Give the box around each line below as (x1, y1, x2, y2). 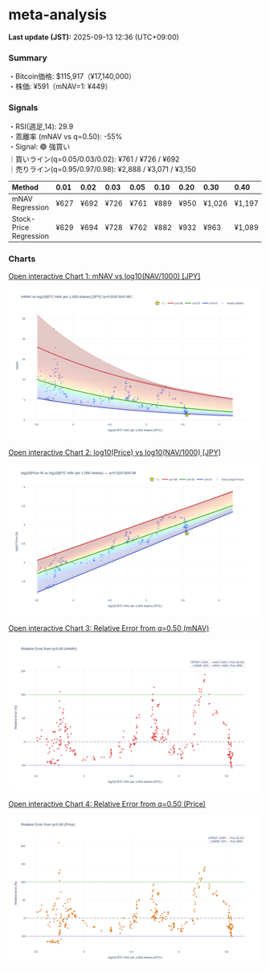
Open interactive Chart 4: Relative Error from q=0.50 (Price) (8, 799, 207, 808)
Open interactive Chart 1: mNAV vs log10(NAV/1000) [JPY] (8, 272, 201, 281)
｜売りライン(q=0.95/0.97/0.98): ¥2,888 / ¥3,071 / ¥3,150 (8, 164, 197, 174)
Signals (8, 102, 39, 113)
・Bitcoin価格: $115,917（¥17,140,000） (8, 72, 137, 81)
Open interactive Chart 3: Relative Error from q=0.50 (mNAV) (8, 623, 210, 632)
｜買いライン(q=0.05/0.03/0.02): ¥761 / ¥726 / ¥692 (8, 154, 180, 164)
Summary (8, 52, 48, 63)
